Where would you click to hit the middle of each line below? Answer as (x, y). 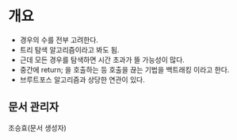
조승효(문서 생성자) (38, 127)
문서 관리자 (34, 107)
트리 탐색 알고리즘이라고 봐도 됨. (69, 49)
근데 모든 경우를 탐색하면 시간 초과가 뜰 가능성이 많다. (102, 60)
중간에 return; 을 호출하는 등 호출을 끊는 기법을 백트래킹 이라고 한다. (124, 69)
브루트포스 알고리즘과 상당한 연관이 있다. (82, 80)
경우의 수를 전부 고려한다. (59, 40)
